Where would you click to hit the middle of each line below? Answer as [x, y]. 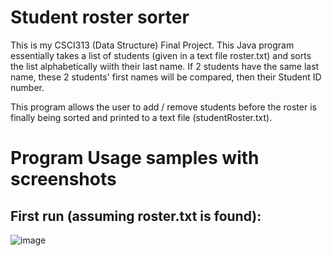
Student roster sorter [100, 17]
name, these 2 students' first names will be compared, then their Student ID [166, 77]
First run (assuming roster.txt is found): [136, 216]
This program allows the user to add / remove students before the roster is [163, 107]
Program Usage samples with [135, 158]
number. [27, 87]
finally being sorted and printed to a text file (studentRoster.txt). [141, 117]
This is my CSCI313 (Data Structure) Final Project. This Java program [152, 45]
